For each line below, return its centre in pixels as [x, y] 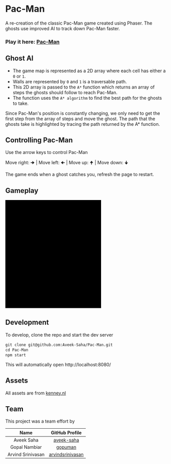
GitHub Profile [66, 432]
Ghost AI [19, 59]
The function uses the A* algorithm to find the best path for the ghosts [87, 98]
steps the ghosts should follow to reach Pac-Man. [65, 92]
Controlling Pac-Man [39, 140]
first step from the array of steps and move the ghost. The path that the [80, 119]
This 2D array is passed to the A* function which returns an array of [83, 87]
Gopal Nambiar [26, 447]
